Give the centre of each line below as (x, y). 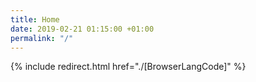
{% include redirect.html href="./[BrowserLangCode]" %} (128, 67)
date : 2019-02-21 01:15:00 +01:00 (82, 29)
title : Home (35, 19)
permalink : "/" (42, 38)
